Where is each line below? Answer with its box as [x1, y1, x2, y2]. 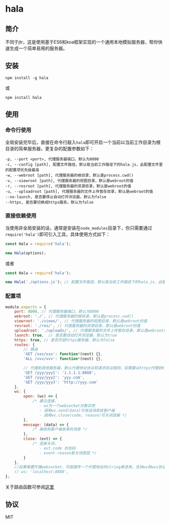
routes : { [14, 342, 35, 347]
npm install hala [5, 95, 42, 100]
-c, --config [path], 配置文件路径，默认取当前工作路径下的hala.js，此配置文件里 [5, 162, 163, 167]
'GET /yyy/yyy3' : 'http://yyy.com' [23, 379, 99, 385]
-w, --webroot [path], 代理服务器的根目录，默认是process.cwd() [5, 173, 134, 178]
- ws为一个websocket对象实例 [39, 403, 95, 409]
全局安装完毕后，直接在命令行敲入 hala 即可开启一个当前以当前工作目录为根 [5, 139, 161, 145]
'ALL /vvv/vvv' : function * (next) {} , [23, 356, 103, 362]
